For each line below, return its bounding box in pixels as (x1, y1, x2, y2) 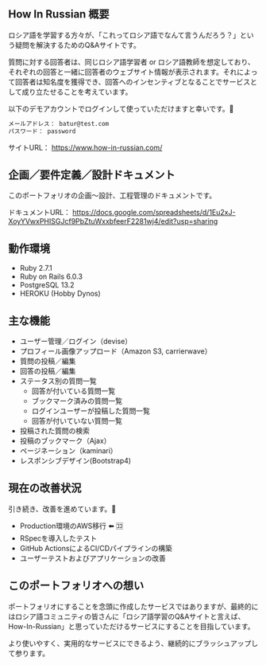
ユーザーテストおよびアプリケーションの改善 (19, 553, 167, 563)
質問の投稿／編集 (19, 357, 76, 366)
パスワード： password (8, 127, 76, 135)
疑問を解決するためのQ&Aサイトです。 (14, 40, 141, 49)
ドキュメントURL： (8, 208, 71, 217)
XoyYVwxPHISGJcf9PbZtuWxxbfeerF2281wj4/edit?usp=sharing (8, 217, 218, 226)
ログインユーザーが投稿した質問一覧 (31, 406, 151, 416)
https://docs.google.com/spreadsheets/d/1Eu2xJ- (72, 208, 236, 217)
